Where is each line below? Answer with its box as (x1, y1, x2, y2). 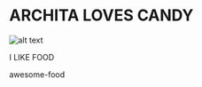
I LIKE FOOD (9, 51, 55, 62)
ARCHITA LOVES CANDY (9, 5, 194, 26)
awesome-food (9, 68, 66, 80)
